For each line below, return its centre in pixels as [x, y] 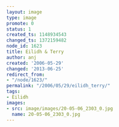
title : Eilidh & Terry [35, 52]
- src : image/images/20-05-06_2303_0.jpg [60, 108]
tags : [13, 92]
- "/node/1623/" [27, 80]
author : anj [21, 57]
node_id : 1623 [24, 46]
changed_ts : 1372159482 [37, 40]
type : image [21, 18]
